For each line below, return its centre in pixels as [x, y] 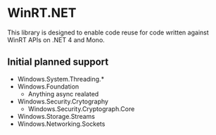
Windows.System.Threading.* [61, 79]
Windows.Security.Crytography [63, 101]
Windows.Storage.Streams [56, 116]
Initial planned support [58, 62]
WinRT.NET [42, 13]
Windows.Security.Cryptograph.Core [81, 109]
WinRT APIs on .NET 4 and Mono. [56, 39]
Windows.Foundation [48, 86]
